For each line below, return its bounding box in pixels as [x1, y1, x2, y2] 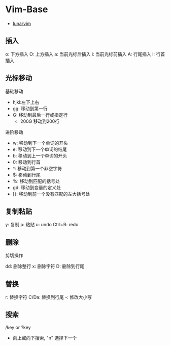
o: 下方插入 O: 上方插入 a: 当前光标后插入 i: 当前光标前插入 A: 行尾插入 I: [5, 51, 155, 57]
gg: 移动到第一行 [12, 105, 48, 112]
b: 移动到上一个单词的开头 [12, 152, 67, 158]
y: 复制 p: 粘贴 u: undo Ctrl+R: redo [5, 222, 79, 228]
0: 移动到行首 [12, 159, 41, 165]
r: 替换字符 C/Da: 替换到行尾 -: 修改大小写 [5, 294, 92, 300]
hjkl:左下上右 [12, 99, 40, 105]
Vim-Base [5, 4, 48, 15]
